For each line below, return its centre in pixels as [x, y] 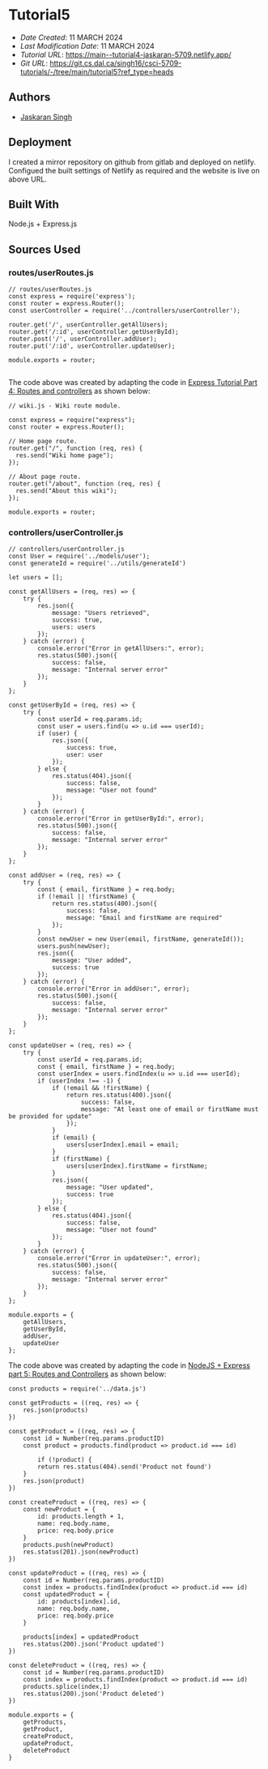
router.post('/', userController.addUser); [83, 339]
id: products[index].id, [79, 1602]
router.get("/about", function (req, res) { [85, 484]
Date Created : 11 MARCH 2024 [71, 37]
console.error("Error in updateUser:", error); [119, 1258]
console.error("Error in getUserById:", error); [121, 819]
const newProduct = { [59, 1510]
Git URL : [34, 63]
